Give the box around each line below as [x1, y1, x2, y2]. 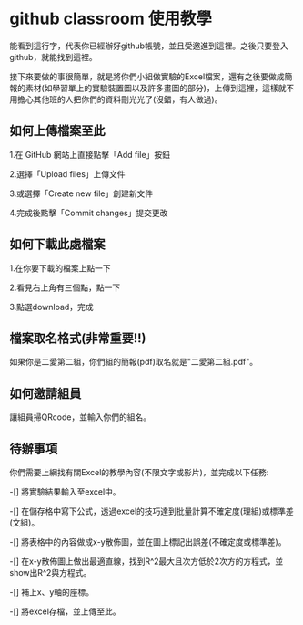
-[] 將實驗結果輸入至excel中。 [9, 486, 121, 497]
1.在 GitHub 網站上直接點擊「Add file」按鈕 [9, 149, 171, 160]
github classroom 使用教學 [9, 8, 212, 29]
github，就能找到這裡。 [9, 51, 97, 62]
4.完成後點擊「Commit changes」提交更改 [9, 207, 168, 218]
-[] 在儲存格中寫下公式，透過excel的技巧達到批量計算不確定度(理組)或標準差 [9, 505, 294, 516]
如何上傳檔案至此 [9, 123, 106, 139]
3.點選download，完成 [9, 301, 94, 312]
